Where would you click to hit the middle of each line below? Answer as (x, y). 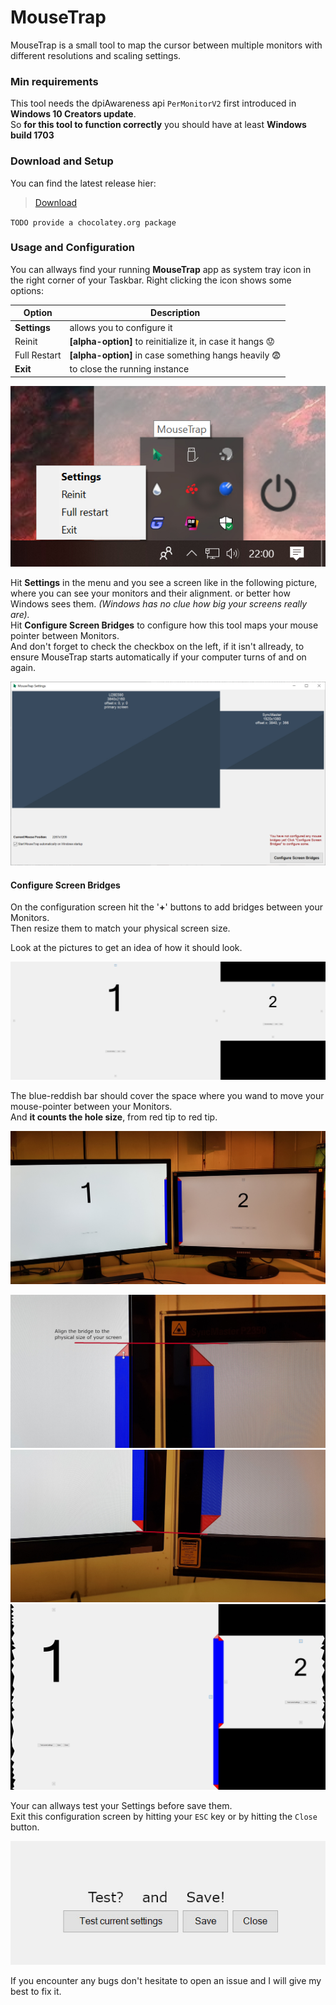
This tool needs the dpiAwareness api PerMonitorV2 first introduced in (153, 103)
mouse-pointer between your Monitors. (91, 1107)
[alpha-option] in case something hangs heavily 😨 (175, 355)
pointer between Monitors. (65, 635)
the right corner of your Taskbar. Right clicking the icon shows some (151, 280)
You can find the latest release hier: (83, 183)
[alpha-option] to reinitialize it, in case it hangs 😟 (172, 341)
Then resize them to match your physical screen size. (120, 928)
